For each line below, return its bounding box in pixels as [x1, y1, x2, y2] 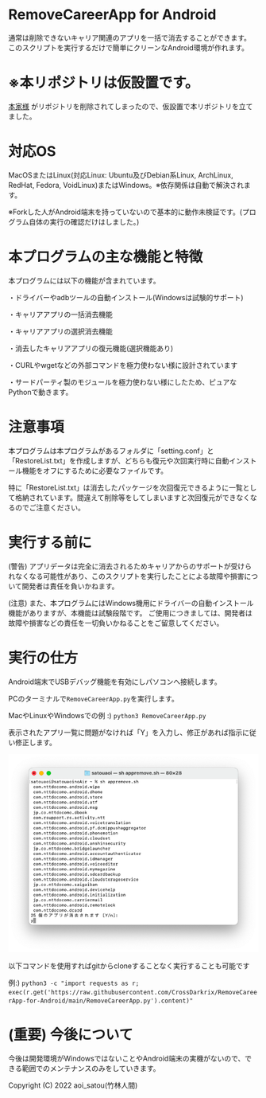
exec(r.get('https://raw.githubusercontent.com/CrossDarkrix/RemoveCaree [8, 988, 258, 996]
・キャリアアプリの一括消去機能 [8, 309, 113, 319]
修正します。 [14, 737, 57, 747]
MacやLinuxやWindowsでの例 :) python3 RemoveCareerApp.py [8, 710, 206, 720]
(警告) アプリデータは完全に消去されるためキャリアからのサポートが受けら [8, 561, 253, 571]
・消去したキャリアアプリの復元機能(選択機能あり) [8, 343, 174, 353]
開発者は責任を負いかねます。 [21, 581, 119, 591]
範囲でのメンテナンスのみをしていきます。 [21, 1063, 160, 1073]
